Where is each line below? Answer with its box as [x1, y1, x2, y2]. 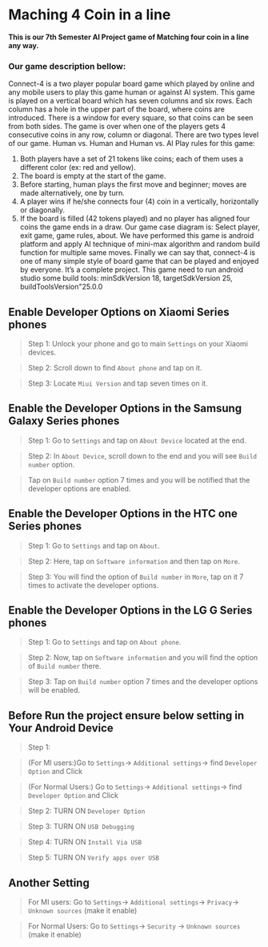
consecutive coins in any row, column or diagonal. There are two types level [8, 130, 259, 140]
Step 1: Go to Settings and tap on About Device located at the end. [27, 435, 246, 445]
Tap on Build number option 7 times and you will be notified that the [27, 475, 250, 484]
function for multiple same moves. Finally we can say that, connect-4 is [19, 248, 256, 257]
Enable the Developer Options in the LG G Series [8, 604, 253, 617]
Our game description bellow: [8, 60, 126, 71]
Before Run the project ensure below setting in [8, 708, 245, 722]
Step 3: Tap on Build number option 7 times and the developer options [27, 677, 258, 686]
